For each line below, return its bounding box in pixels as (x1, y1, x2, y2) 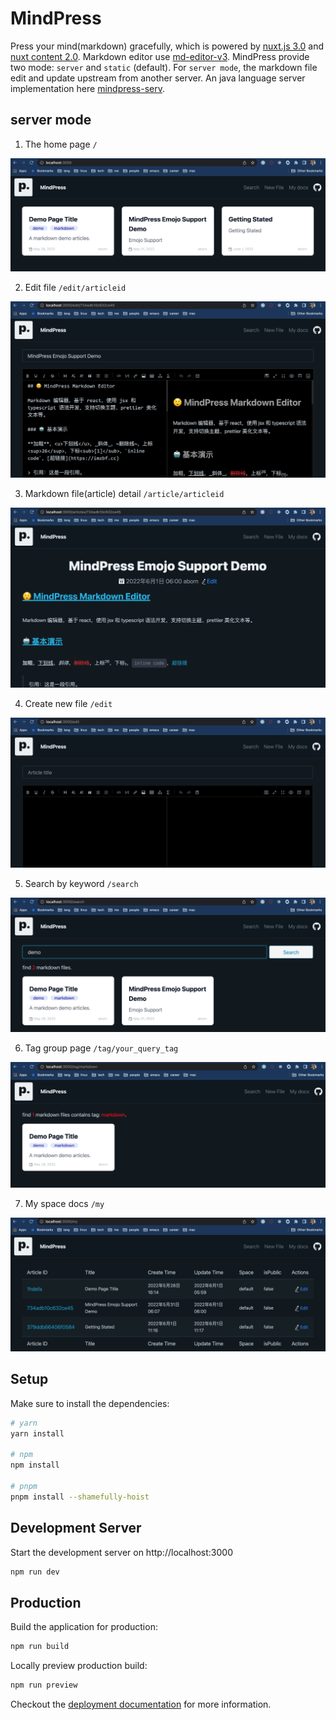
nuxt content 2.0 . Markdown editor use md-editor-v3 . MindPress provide (10, 50, 310, 62)
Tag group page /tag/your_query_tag (24, 1042, 179, 1054)
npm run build (10, 1642, 70, 1652)
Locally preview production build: (10, 1660, 148, 1672)
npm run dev (10, 1567, 60, 1577)
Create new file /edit (24, 698, 113, 710)
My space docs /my (24, 1198, 105, 1210)
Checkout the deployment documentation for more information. (10, 1698, 272, 1711)
